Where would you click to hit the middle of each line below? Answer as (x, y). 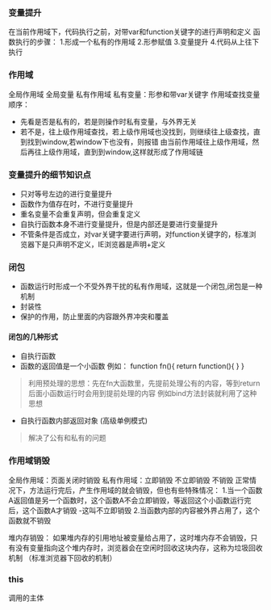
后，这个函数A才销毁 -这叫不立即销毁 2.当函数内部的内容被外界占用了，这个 (134, 510)
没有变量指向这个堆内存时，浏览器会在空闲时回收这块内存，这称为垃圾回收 (139, 548)
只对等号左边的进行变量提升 (66, 194)
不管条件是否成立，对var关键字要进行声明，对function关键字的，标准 (135, 234)
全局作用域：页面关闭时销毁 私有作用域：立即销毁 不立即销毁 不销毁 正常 (129, 480)
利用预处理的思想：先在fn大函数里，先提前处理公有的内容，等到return (144, 383)
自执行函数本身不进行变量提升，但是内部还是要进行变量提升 (119, 224)
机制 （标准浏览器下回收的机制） (63, 557)
